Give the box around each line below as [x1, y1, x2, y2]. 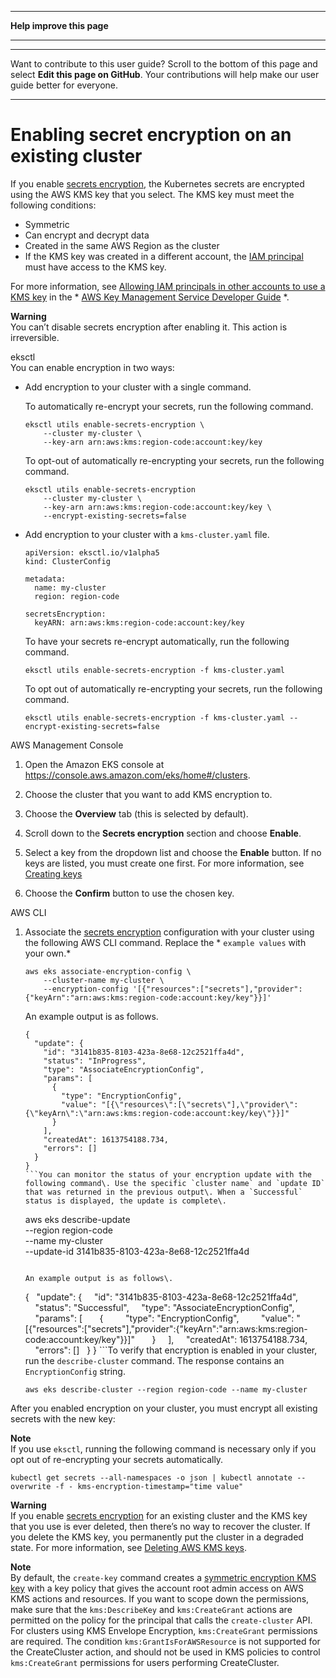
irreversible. [10, 331, 60, 343]
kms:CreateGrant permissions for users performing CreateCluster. [10, 1656, 280, 1668]
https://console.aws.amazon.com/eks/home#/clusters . [24, 769, 251, 781]
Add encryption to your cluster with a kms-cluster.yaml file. [24, 528, 270, 540]
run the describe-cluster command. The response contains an [24, 1354, 285, 1366]
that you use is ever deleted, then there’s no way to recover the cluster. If [10, 1520, 311, 1532]
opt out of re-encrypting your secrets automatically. [10, 1453, 224, 1465]
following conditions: [10, 199, 97, 211]
